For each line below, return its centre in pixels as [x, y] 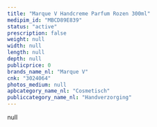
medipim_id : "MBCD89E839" [44, 20]
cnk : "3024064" [29, 78]
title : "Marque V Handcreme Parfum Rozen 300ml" [79, 14]
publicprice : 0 [29, 65]
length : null [26, 53]
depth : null [24, 59]
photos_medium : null [37, 85]
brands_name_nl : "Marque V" [48, 71]
